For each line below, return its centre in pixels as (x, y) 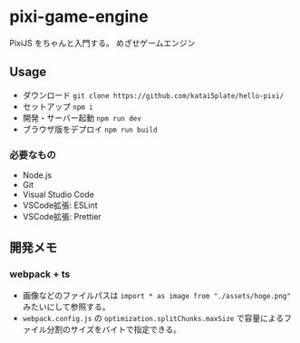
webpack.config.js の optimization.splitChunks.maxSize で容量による (153, 318)
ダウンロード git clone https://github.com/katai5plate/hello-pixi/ (153, 95)
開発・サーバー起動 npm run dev (82, 118)
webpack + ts (40, 274)
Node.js (37, 175)
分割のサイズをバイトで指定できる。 (114, 329)
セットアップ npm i (58, 106)
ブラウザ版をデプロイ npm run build (90, 129)
